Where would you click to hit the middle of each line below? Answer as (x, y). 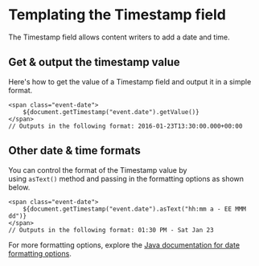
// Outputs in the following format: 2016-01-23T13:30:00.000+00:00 (125, 126)
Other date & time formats (74, 151)
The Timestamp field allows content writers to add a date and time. (119, 37)
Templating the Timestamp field (117, 15)
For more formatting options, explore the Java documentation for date (124, 245)
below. (19, 187)
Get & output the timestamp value (94, 62)
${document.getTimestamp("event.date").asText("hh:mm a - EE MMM (135, 209)
